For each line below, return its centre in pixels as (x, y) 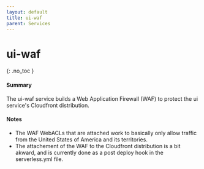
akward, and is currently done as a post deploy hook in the (89, 152)
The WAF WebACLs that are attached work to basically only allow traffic (106, 133)
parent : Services (28, 23)
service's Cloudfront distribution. (48, 105)
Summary (19, 85)
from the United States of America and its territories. (81, 140)
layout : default (27, 12)
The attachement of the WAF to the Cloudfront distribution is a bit (98, 146)
